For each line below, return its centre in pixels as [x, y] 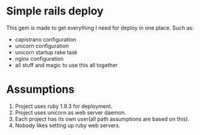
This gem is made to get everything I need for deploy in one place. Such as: [100, 28]
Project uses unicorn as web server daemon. [70, 112]
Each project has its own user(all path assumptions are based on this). [102, 119]
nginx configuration [39, 58]
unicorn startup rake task [46, 52]
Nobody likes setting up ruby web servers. [67, 125]
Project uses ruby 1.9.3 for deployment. [64, 106]
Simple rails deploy [55, 11]
